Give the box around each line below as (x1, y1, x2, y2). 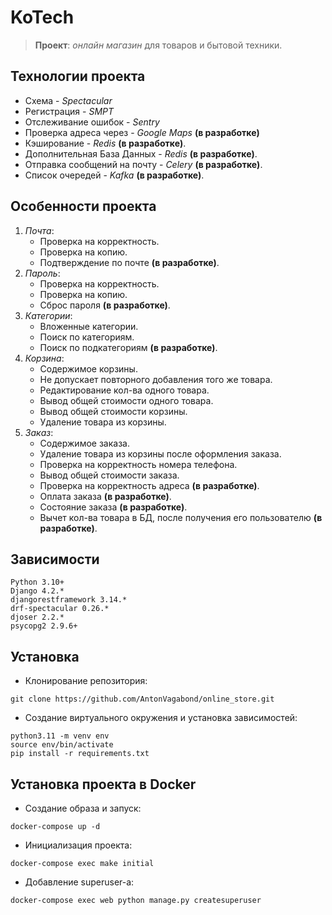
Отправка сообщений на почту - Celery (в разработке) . (24, 158, 263, 170)
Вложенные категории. (39, 320, 139, 332)
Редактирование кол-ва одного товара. (39, 384, 210, 396)
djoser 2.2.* (10, 612, 65, 623)
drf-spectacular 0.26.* (10, 604, 110, 614)
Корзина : (24, 352, 65, 364)
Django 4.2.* (10, 586, 65, 596)
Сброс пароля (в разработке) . (39, 299, 171, 311)
